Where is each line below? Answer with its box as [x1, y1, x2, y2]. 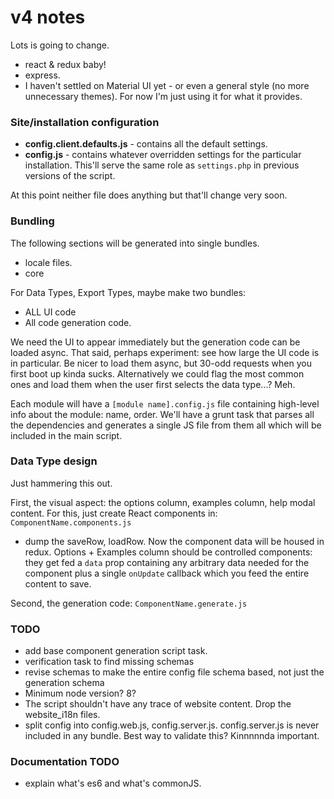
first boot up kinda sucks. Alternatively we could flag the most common [10, 367, 305, 380]
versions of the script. [24, 170, 116, 182]
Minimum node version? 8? [24, 687, 137, 700]
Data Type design [10, 454, 98, 468]
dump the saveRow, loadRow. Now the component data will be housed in [24, 535, 325, 547]
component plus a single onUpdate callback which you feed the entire [24, 567, 310, 579]
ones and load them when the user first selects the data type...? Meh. [10, 378, 296, 390]
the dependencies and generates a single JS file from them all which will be [10, 419, 322, 431]
